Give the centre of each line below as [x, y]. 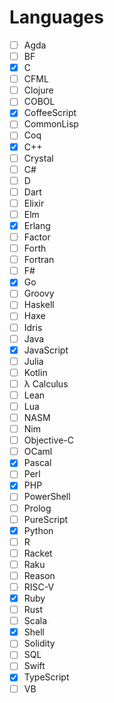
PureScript [46, 519]
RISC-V [39, 587]
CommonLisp [51, 124]
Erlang [37, 225]
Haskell [39, 305]
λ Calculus [46, 383]
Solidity [39, 643]
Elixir [34, 203]
